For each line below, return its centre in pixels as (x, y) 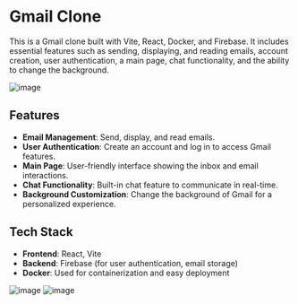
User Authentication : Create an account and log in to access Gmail (146, 146)
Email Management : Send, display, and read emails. (119, 137)
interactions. (45, 175)
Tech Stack (41, 232)
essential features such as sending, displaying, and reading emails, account (149, 50)
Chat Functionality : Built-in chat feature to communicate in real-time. (150, 185)
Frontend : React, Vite (62, 254)
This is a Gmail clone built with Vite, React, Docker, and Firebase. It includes (149, 41)
